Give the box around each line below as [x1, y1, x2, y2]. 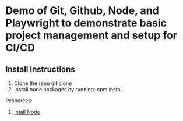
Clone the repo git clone [13, 80, 72, 87]
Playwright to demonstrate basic [5, 16, 167, 30]
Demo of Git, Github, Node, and [5, 4, 160, 17]
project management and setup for [5, 29, 177, 42]
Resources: [5, 97, 33, 104]
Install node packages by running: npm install [13, 86, 123, 92]
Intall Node [13, 109, 40, 115]
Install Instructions [5, 64, 75, 74]
